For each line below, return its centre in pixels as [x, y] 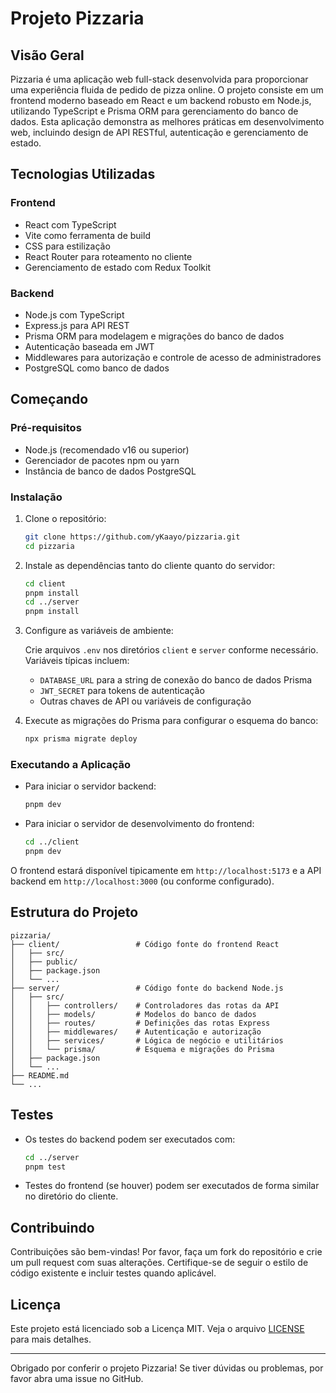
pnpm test [45, 1167]
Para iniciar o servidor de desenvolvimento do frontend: [139, 824]
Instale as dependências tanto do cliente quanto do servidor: [150, 565]
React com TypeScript [70, 224]
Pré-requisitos [46, 428]
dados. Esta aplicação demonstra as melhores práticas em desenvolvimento [167, 121]
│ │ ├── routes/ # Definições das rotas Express [140, 1023]
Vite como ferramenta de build [87, 235]
